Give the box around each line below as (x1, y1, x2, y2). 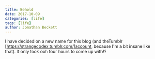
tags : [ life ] (5, 20, 31, 26)
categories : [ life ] (5, 16, 45, 21)
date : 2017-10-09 (5, 12, 40, 16)
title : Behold (5, 7, 34, 12)
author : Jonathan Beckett (5, 25, 57, 30)
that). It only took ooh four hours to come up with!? (5, 49, 107, 55)
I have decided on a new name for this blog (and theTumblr (5, 38, 123, 44)
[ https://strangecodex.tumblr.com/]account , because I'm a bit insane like (5, 44, 151, 49)
